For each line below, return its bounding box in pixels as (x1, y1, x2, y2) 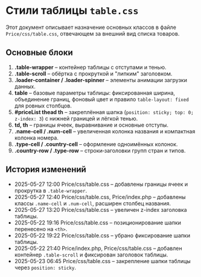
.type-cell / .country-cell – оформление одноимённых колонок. (14, 140, 178, 148)
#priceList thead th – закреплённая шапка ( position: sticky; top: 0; (14, 108, 194, 115)
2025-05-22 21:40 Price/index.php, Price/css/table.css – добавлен (14, 244, 182, 252)
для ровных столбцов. (14, 102, 72, 109)
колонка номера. (14, 134, 59, 141)
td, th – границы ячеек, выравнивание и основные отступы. (14, 121, 168, 129)
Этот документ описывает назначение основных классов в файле (5, 24, 176, 31)
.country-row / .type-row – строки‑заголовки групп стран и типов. (14, 147, 186, 154)
